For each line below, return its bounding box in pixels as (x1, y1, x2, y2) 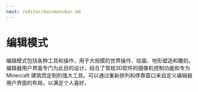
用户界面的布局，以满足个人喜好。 (6, 79, 90, 86)
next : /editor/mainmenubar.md (6, 8, 81, 15)
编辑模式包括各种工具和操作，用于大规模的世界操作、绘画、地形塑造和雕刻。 (6, 57, 194, 64)
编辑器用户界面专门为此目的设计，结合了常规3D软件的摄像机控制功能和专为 (6, 64, 190, 71)
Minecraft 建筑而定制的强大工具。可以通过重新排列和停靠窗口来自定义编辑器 (6, 72, 193, 79)
